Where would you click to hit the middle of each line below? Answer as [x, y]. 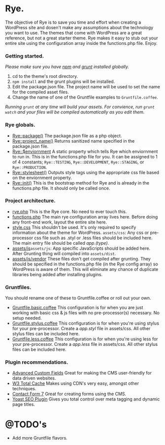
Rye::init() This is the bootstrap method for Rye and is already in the [81, 183]
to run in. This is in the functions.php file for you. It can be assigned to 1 [85, 156]
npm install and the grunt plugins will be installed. [64, 81]
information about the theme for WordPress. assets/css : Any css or [81, 232]
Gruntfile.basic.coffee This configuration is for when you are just [78, 308]
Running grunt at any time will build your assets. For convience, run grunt [80, 107]
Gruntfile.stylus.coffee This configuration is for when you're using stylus [85, 323]
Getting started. [25, 56]
